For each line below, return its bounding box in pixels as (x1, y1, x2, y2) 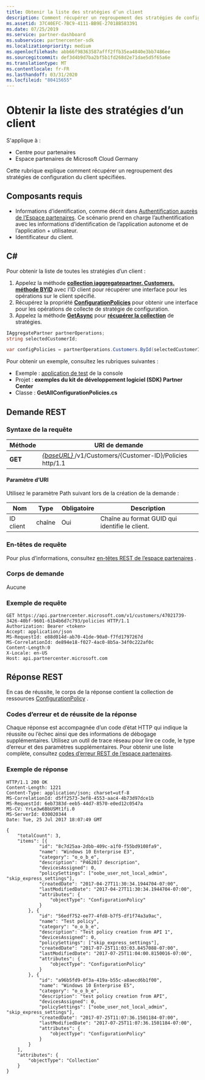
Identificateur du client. (15, 233, 74, 240)
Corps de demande (6, 569, 64, 578)
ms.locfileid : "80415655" (6, 77, 72, 83)
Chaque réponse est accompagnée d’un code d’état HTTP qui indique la (6, 724, 188, 731)
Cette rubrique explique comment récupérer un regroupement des (6, 167, 173, 174)
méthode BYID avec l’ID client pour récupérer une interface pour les (15, 286, 187, 293)
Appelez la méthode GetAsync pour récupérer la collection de (15, 311, 174, 319)
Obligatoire (61, 504, 95, 512)
